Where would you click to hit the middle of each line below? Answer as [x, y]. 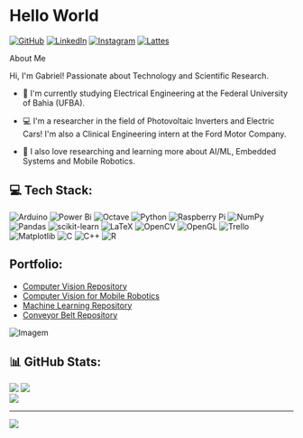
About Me [28, 58]
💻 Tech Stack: [51, 191]
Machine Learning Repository [77, 305]
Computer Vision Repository [75, 286]
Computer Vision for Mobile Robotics [91, 295]
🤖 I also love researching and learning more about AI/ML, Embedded [149, 151]
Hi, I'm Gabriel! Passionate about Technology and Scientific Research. [139, 75]
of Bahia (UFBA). [54, 103]
